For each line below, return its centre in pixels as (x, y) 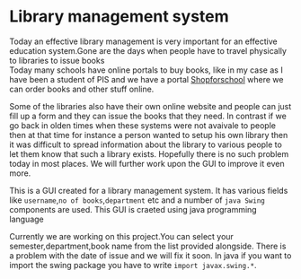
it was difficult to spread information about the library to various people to (146, 144)
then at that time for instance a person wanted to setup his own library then (149, 135)
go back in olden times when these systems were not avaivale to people (143, 125)
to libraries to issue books (57, 60)
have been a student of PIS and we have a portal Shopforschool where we (146, 79)
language (27, 219)
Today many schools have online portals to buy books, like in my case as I (146, 70)
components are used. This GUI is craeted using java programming (133, 209)
